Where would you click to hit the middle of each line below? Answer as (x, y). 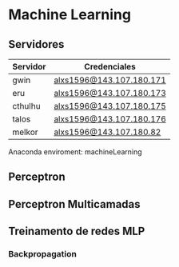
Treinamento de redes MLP (77, 231)
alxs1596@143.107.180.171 (110, 80)
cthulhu (27, 106)
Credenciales (109, 67)
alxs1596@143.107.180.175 (110, 106)
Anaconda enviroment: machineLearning (75, 152)
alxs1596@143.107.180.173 (110, 93)
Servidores (36, 44)
